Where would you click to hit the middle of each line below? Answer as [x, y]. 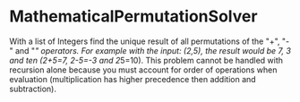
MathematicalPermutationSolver [133, 17]
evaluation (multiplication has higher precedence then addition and [133, 79]
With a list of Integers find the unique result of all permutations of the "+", [145, 41]
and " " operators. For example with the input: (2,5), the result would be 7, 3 [153, 50]
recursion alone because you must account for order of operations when [143, 70]
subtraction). [33, 89]
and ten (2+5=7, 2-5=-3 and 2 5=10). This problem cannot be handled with [146, 60]
